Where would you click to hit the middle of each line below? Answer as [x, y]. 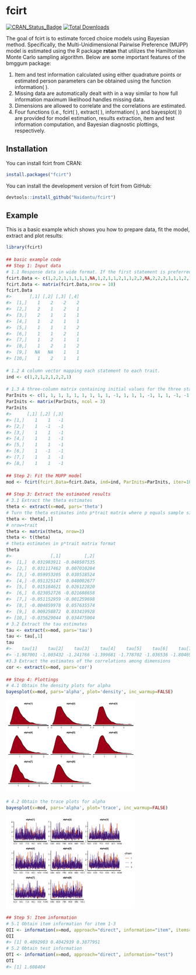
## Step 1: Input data [34, 266]
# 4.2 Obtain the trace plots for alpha [56, 802]
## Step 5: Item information [41, 918]
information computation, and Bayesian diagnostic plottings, [87, 124]
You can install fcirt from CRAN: [44, 163]
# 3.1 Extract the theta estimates [49, 501]
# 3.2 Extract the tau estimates [47, 624]
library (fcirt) [24, 247]
